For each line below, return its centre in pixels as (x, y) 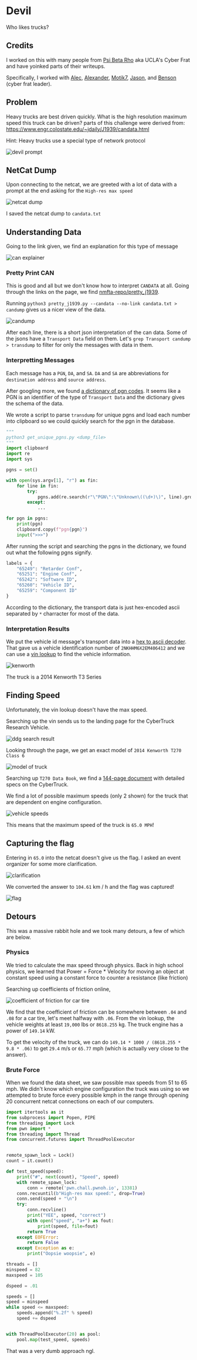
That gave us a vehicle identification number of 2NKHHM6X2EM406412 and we (96, 648)
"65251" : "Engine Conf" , (47, 574)
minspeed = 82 (23, 1270)
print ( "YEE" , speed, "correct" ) (67, 1215)
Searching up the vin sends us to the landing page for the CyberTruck (90, 721)
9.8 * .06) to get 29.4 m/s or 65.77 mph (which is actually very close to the (97, 1048)
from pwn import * (28, 1129)
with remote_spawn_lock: (47, 1182)
